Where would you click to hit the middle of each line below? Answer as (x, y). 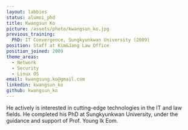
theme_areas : (23, 57)
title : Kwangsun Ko (31, 23)
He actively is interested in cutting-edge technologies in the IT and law (94, 108)
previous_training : (31, 34)
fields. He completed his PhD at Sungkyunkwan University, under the (92, 114)
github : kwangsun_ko (32, 91)
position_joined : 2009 (35, 51)
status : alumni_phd (31, 18)
